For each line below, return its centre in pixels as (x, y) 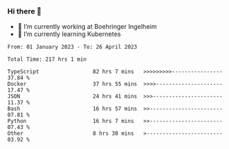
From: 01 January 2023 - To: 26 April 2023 (72, 47)
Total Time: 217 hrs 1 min (47, 59)
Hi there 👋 (25, 11)
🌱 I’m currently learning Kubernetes (69, 34)
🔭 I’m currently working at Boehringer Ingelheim (87, 27)
